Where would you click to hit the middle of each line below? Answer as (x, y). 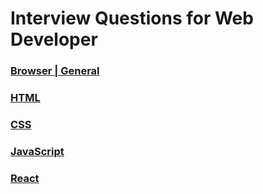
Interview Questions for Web (132, 18)
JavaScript (37, 151)
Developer (54, 39)
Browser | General (55, 71)
